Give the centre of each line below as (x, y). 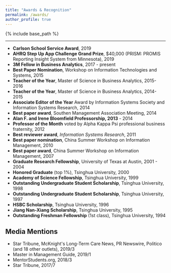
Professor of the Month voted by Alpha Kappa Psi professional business (89, 124)
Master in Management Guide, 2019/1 (52, 255)
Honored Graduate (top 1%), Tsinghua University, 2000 (71, 173)
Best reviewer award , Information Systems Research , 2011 (74, 134)
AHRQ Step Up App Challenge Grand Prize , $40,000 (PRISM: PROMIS (87, 54)
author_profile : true (28, 19)
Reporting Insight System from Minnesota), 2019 (63, 59)
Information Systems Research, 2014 (51, 108)
